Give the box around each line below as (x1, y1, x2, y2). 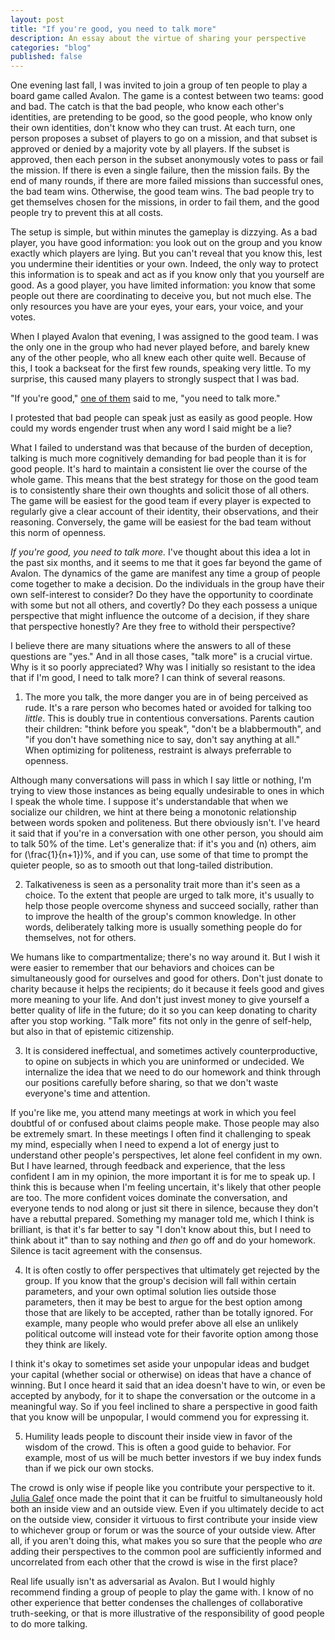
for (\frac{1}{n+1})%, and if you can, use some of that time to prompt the (10, 849, 309, 861)
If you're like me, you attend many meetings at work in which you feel (10, 1107, 297, 1119)
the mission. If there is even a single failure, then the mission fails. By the (10, 164, 310, 176)
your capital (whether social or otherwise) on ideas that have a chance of (10, 1369, 312, 1381)
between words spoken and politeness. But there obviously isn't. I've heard (10, 817, 320, 829)
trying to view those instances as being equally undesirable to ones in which (10, 785, 325, 797)
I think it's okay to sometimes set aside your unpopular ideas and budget (10, 1358, 310, 1370)
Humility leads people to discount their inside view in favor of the (24, 1431, 293, 1443)
